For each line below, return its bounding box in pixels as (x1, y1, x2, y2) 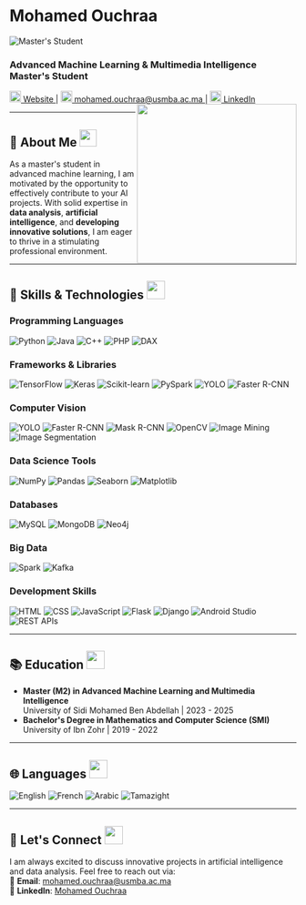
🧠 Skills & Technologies (9, 288, 144, 303)
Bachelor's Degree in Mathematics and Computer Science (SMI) (22, 715, 270, 726)
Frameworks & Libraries (9, 358, 117, 371)
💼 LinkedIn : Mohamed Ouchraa (9, 885, 127, 896)
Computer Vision (9, 402, 87, 414)
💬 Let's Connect (9, 832, 102, 848)
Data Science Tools (9, 454, 97, 467)
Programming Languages (9, 315, 125, 328)
